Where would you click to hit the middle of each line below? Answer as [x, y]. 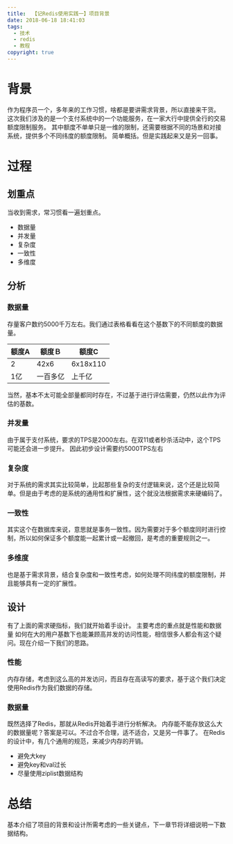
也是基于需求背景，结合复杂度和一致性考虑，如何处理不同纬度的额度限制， [113, 574]
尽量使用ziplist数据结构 [50, 774]
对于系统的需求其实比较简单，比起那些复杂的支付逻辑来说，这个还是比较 [110, 485]
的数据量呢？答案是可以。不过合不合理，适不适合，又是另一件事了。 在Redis [116, 733]
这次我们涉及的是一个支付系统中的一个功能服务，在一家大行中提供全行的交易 [116, 118]
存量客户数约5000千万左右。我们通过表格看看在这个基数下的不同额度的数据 [115, 324]
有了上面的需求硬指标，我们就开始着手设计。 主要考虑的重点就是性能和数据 [114, 625]
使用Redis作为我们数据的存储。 [52, 687]
